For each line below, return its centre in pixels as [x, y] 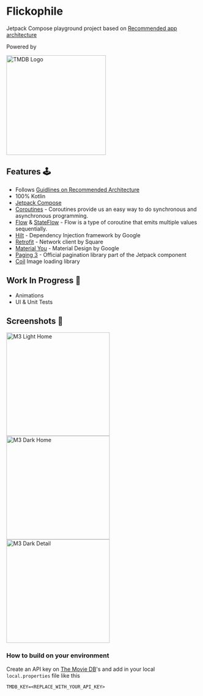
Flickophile [35, 11]
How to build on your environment [58, 656]
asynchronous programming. [52, 215]
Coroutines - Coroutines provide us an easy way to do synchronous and [106, 209]
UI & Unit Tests [34, 302]
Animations [29, 295]
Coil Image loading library [48, 261]
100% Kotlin [30, 196]
